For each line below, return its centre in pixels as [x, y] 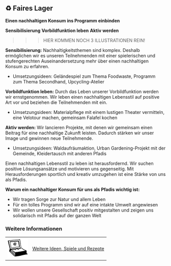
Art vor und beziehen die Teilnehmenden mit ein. [56, 102]
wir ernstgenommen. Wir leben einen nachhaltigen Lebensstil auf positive [82, 97]
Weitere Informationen [34, 228]
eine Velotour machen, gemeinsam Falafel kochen [65, 117]
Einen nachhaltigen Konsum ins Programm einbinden [63, 20]
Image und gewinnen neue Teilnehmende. [49, 138]
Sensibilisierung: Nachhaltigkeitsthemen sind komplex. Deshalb [73, 50]
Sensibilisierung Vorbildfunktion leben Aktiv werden [62, 31]
